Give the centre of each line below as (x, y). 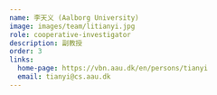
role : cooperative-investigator (70, 34)
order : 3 (26, 52)
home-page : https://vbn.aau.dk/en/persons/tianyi (113, 69)
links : (22, 60)
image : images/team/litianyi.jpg (72, 26)
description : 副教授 (46, 43)
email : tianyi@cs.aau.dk (64, 77)
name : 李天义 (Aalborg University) (74, 18)
